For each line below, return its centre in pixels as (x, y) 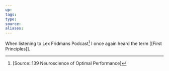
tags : (11, 14)
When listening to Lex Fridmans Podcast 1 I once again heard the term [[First (83, 43)
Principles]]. (18, 48)
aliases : (14, 28)
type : (11, 19)
